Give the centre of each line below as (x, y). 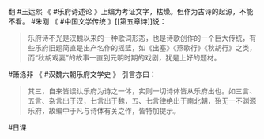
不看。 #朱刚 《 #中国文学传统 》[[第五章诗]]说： (87, 21)
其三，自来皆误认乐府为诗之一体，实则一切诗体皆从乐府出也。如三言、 (142, 91)
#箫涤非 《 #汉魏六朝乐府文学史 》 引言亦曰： (82, 74)
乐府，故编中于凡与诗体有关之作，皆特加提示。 (104, 111)
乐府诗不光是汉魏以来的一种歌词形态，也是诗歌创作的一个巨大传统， (138, 38)
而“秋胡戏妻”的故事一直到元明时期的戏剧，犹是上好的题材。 (124, 58)
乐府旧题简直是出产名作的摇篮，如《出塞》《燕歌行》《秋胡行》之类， (145, 48)
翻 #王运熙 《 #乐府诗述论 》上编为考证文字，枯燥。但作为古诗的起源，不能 (131, 11)
